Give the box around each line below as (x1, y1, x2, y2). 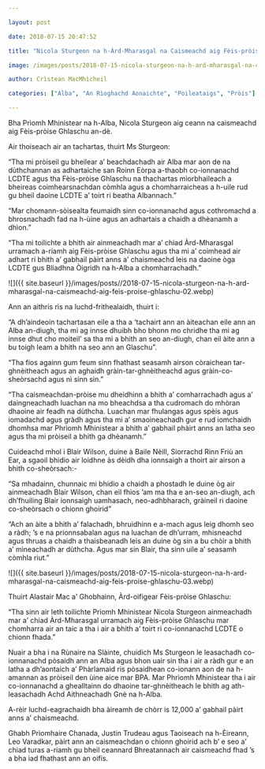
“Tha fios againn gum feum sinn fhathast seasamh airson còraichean (8, 358, 232, 367)
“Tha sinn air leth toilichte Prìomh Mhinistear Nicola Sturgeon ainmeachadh (8, 607, 252, 616)
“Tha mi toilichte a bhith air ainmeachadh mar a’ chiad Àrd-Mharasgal (8, 238, 234, 247)
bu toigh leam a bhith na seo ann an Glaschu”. (8, 342, 158, 352)
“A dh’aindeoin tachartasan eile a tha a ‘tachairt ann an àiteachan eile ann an (8, 317, 256, 327)
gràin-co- (201, 366, 233, 375)
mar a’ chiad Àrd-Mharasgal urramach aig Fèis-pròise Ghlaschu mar (8, 616, 230, 625)
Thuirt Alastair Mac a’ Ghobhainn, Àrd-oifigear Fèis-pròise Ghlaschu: (8, 592, 231, 601)
